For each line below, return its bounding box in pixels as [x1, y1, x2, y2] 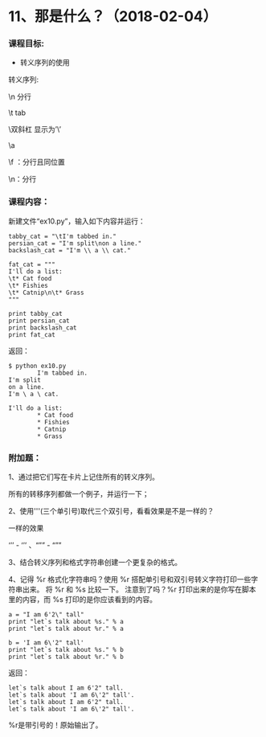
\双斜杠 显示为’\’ [8, 125, 62, 134]
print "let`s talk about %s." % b [8, 646, 125, 654]
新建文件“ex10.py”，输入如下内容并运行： [8, 216, 146, 226]
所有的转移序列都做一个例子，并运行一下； [8, 489, 149, 499]
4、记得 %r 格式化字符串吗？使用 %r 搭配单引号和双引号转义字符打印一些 [8, 575, 252, 584]
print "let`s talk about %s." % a [8, 618, 125, 626]
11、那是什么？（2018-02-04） [8, 7, 218, 26]
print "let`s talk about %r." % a [8, 624, 125, 633]
